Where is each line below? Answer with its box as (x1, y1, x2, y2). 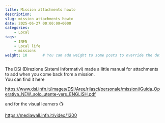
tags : (5, 35, 16, 40)
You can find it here (5, 76, 45, 82)
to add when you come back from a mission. (5, 72, 95, 77)
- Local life (14, 44, 41, 49)
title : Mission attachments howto (5, 7, 76, 12)
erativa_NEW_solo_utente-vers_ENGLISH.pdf (5, 91, 96, 97)
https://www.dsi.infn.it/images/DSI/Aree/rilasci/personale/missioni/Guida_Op (5, 86, 160, 92)
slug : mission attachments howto (5, 16, 74, 21)
